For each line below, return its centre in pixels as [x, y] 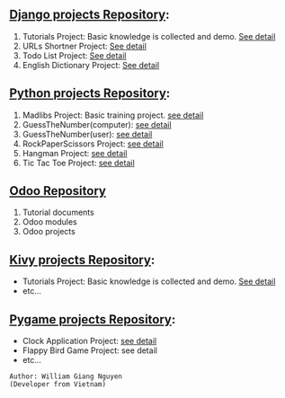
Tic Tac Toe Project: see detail [78, 163]
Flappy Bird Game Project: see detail [89, 350]
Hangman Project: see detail [75, 153]
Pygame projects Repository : [93, 319]
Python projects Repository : [90, 93]
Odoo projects [49, 232]
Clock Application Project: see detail [89, 341]
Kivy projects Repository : [82, 260]
